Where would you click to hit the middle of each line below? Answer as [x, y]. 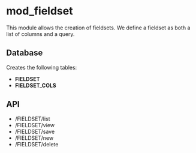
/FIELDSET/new [34, 138]
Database [25, 53]
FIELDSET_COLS [36, 85]
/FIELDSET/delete [37, 144]
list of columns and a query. [40, 34]
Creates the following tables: [42, 67]
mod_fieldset [40, 11]
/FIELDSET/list [32, 119]
